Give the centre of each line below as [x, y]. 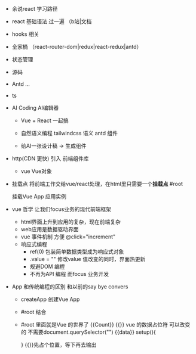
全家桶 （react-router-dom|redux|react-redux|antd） [77, 47]
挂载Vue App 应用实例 [39, 196]
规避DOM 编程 [47, 266]
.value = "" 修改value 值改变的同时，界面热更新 [88, 259]
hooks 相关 [25, 34]
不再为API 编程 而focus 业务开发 [69, 274]
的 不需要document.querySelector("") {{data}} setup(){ [88, 332]
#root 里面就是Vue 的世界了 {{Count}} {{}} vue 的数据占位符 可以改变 [105, 324]
